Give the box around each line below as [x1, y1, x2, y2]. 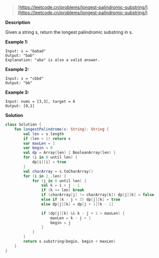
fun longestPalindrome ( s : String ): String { [14, 126, 109, 132]
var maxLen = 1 [23, 141, 55, 146]
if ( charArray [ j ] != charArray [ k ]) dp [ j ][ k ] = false [41, 192, 154, 198]
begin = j [50, 220, 71, 225]
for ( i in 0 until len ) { [23, 155, 78, 160]
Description [5, 20, 31, 25]
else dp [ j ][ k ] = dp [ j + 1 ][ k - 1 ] [41, 202, 114, 207]
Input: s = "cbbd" [5, 76, 44, 81]
